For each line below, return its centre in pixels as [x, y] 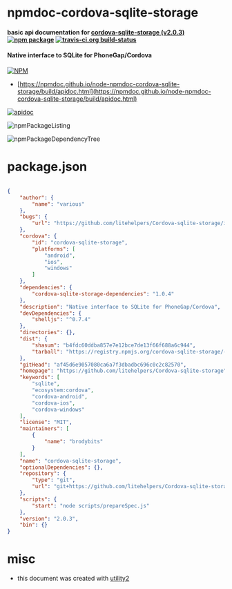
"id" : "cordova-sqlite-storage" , [80, 242]
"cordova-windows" [58, 409]
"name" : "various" [58, 204]
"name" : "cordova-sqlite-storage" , [71, 461]
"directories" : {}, [48, 333]
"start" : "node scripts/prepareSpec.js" [91, 505]
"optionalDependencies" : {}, [61, 467]
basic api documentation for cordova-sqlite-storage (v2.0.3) [96, 32]
